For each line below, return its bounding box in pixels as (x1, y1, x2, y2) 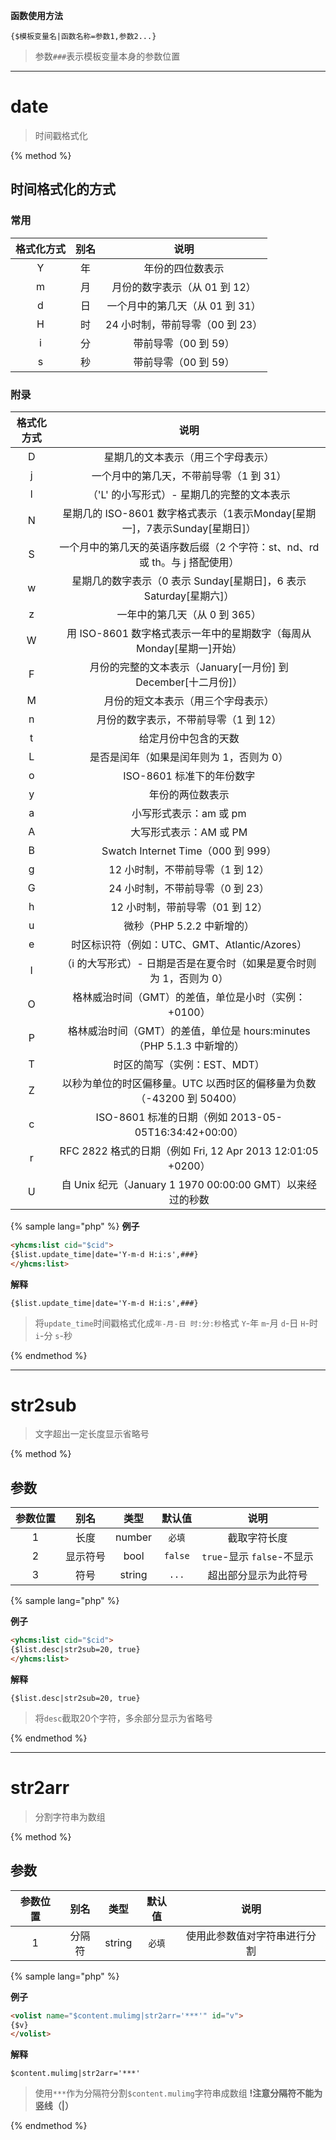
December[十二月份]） (135, 675, 243, 689)
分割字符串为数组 (34, 1810, 106, 1823)
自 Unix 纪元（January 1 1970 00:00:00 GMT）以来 (61, 1177, 307, 1191)
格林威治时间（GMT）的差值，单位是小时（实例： (72, 990, 307, 1004)
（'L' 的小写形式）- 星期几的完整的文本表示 (87, 487, 291, 501)
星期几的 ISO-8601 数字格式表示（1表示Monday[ (62, 506, 297, 520)
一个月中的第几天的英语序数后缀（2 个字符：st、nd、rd (59, 540, 320, 554)
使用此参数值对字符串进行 (185, 1929, 307, 1943)
